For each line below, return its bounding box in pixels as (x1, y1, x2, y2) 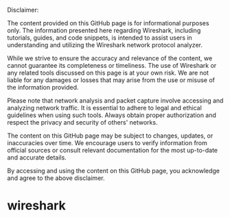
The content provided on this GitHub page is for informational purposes (7, 19, 209, 27)
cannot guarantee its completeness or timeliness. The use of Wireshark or (7, 62, 217, 69)
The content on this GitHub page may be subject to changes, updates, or (7, 131, 214, 140)
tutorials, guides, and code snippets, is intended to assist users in (7, 34, 192, 42)
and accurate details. (7, 153, 67, 162)
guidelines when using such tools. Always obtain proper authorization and (7, 111, 216, 119)
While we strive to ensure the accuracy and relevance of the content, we (7, 54, 213, 62)
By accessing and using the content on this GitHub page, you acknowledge (7, 167, 220, 175)
